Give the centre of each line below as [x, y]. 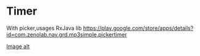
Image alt [18, 46]
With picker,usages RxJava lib [44, 28]
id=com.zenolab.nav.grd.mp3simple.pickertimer [67, 34]
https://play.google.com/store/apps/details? [138, 28]
